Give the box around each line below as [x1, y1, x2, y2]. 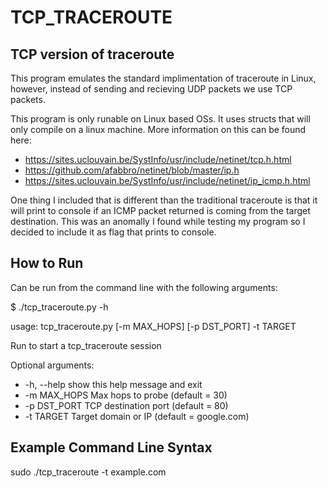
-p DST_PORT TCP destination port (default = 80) [24, 399, 229, 411]
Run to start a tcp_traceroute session [10, 339, 162, 351]
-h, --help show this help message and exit [24, 378, 203, 390]
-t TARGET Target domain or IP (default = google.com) [24, 410, 250, 422]
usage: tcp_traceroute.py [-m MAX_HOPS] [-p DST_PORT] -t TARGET [10, 320, 297, 332]
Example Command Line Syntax [10, 439, 213, 456]
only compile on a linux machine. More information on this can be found [10, 124, 307, 135]
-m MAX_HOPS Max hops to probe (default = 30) [24, 389, 228, 401]
